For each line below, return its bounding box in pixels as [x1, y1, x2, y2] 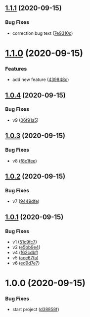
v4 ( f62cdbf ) [12, 249, 39, 255]
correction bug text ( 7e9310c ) [12, 30, 73, 36]
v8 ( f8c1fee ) [12, 158, 37, 163]
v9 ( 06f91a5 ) [12, 117, 39, 123]
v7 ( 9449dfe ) [12, 198, 40, 204]
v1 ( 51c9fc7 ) [12, 238, 37, 245]
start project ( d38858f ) [12, 307, 59, 313]
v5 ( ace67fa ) [12, 254, 39, 260]
